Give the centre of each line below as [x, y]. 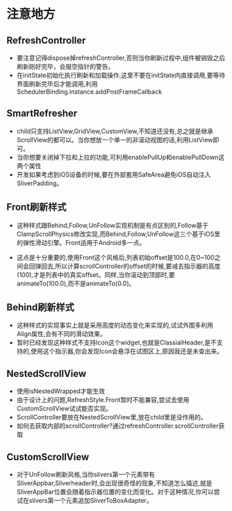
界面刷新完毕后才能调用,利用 [57, 84]
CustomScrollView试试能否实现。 [64, 409]
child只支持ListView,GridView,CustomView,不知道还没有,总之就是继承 [115, 131]
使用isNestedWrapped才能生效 [61, 391]
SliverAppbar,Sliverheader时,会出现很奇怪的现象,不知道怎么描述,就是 [114, 483]
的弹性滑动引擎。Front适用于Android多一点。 [81, 242]
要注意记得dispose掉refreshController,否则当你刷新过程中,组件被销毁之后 [121, 58]
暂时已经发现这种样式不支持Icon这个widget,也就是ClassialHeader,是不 [116, 343]
